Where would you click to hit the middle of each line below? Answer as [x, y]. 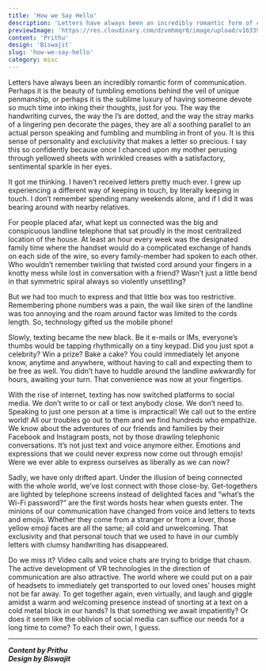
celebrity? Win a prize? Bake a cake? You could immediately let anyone [124, 354]
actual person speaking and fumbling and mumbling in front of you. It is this [131, 132]
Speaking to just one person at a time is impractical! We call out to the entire [133, 411]
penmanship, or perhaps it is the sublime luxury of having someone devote [130, 99]
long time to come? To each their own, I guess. [84, 627]
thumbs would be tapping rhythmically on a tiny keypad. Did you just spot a [131, 345]
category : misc [33, 60]
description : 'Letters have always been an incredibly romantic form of [131, 23]
